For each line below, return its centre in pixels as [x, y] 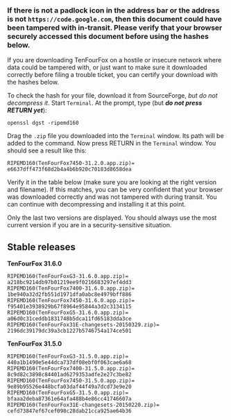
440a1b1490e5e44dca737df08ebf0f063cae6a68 [69, 362]
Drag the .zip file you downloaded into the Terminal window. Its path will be [115, 136]
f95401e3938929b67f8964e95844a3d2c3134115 [69, 307]
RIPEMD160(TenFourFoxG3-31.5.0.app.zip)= [68, 357]
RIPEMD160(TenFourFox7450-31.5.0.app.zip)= [71, 381]
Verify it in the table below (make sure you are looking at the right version [112, 182]
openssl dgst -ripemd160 [43, 123]
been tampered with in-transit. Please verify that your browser [115, 28]
